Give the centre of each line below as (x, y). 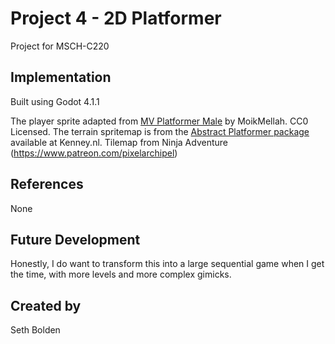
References (47, 184)
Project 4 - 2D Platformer (116, 18)
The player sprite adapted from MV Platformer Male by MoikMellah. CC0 (159, 121)
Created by (46, 305)
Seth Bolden (35, 330)
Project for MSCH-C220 (60, 46)
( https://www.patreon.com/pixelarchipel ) (94, 153)
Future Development (75, 239)
